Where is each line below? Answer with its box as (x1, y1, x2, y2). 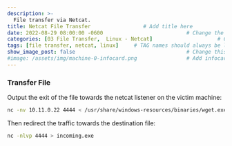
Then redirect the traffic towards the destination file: (7, 118, 156, 127)
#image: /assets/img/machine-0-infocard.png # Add (7, 55, 202, 62)
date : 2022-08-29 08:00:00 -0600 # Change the (7, 29, 224, 36)
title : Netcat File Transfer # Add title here (7, 23, 193, 30)
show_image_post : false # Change (7, 49, 212, 56)
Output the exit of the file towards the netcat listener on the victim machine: (7, 94, 222, 102)
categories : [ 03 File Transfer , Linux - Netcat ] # (7, 36, 221, 43)
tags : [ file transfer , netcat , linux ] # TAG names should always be (7, 42, 221, 49)
